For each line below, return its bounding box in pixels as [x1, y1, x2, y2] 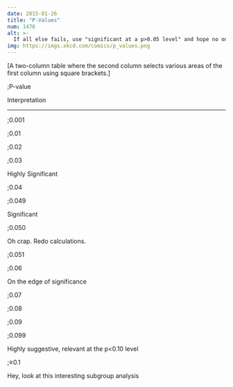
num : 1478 [7, 23, 36, 30]
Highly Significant [7, 170, 58, 178]
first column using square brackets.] [7, 69, 111, 77]
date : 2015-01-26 [7, 10, 58, 17]
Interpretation [7, 96, 46, 104]
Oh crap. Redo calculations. [7, 237, 87, 245]
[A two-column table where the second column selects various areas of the [7, 62, 223, 69]
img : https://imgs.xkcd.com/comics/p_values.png [7, 42, 150, 49]
